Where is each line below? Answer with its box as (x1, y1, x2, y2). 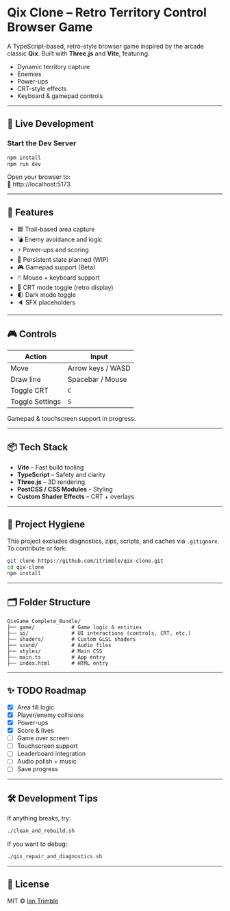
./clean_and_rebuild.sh (7, 827, 75, 834)
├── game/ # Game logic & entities (7, 624, 142, 631)
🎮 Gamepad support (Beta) (16, 263, 96, 271)
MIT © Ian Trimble (7, 897, 59, 905)
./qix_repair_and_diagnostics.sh (7, 853, 103, 860)
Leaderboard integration (16, 749, 86, 758)
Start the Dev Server (7, 138, 77, 148)
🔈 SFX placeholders (16, 298, 76, 306)
